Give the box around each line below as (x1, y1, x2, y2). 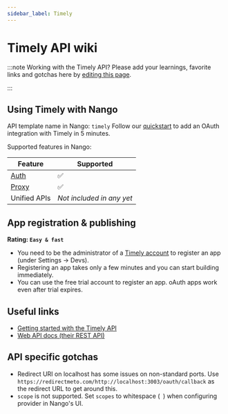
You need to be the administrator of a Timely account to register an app (17, 249, 221, 257)
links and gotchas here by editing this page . (7, 70, 132, 78)
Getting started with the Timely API (17, 324, 117, 332)
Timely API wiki (7, 39, 98, 55)
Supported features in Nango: (7, 143, 92, 151)
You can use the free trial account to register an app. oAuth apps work (17, 278, 218, 287)
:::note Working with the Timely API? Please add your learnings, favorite (7, 63, 211, 71)
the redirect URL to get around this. (17, 384, 117, 393)
